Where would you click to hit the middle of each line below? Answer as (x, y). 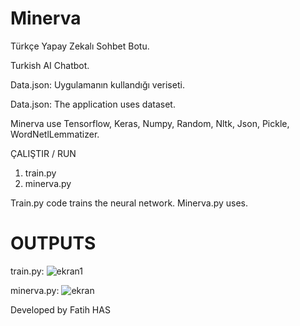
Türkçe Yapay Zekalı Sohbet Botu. (80, 46)
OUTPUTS (53, 243)
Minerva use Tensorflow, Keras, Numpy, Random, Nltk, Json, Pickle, (150, 123)
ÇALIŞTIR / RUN (43, 153)
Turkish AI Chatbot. (50, 65)
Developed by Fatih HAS (60, 309)
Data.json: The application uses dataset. (93, 104)
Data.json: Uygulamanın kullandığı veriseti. (97, 84)
